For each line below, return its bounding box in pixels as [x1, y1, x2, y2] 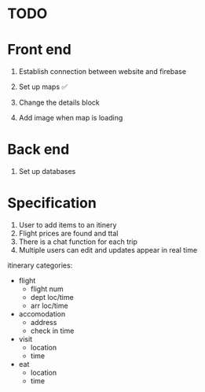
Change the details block [18, 98, 100, 107]
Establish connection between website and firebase [18, 67, 186, 76]
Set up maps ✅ [18, 82, 68, 91]
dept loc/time [30, 293, 74, 301]
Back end [7, 141, 70, 158]
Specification [7, 194, 97, 213]
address [30, 318, 57, 327]
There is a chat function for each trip [18, 237, 138, 246]
